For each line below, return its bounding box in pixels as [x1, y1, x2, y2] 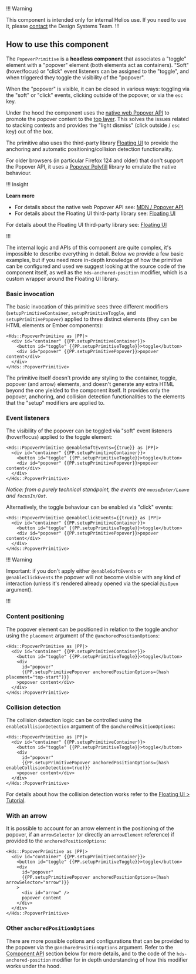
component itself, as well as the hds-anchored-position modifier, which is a [6, 268, 188, 276]
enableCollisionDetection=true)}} [6, 765, 91, 771]
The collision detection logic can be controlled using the [6, 717, 142, 723]
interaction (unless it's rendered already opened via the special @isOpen [6, 580, 179, 587]
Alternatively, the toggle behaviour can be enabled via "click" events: [6, 503, 173, 510]
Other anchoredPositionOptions [6, 924, 95, 932]
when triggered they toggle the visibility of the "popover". [6, 73, 146, 81]
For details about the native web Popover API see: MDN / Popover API [14, 203, 184, 210]
